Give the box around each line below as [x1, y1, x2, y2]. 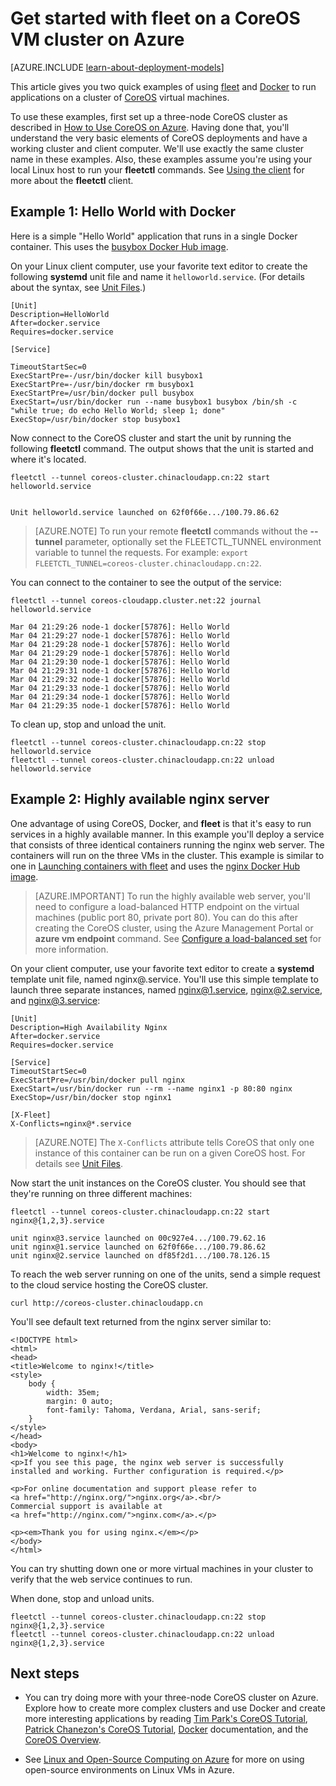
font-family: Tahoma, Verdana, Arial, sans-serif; [46, 1405, 262, 1415]
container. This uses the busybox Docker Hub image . [10, 240, 229, 252]
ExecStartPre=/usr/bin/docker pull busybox [10, 388, 195, 398]
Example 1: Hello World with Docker [10, 203, 237, 221]
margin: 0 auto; [46, 1396, 114, 1406]
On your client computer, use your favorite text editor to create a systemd [10, 962, 315, 974]
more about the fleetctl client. [10, 174, 134, 186]
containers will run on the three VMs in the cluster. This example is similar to [10, 849, 325, 861]
